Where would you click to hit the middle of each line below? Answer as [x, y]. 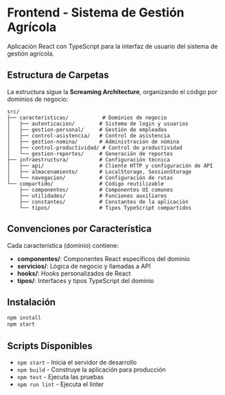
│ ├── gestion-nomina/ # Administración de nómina [93, 142]
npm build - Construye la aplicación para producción [91, 370]
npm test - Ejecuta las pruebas [60, 376]
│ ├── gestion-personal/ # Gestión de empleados [87, 129]
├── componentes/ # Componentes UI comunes [96, 190]
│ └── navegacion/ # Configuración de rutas [90, 178]
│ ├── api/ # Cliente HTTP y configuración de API [110, 166]
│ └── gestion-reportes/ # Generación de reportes [90, 154]
